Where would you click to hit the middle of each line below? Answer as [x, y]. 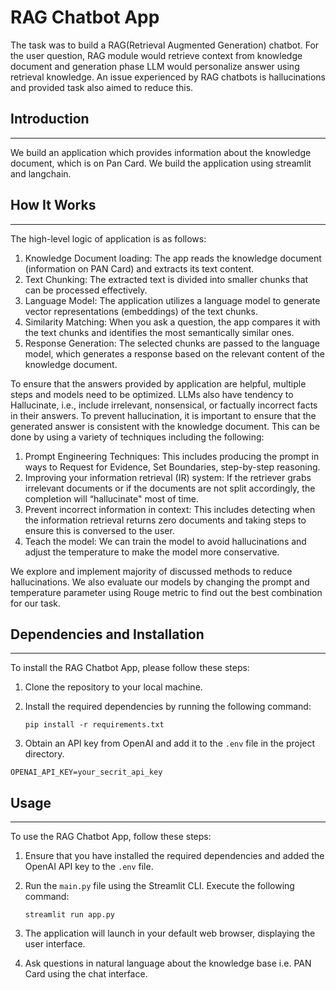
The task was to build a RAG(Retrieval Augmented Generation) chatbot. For [165, 45]
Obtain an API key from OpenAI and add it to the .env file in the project [170, 743]
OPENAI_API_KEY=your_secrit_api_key [86, 772]
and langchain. [41, 173]
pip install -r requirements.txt [94, 725]
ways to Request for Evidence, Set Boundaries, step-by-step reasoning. [172, 467]
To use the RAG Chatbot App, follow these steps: [111, 837]
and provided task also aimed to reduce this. [102, 87]
